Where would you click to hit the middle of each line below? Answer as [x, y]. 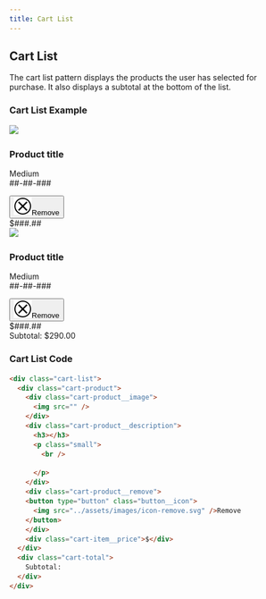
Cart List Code [41, 359]
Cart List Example [48, 110]
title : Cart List [42, 19]
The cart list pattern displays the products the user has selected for [133, 78]
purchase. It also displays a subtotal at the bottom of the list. [121, 87]
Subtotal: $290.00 [42, 336]
